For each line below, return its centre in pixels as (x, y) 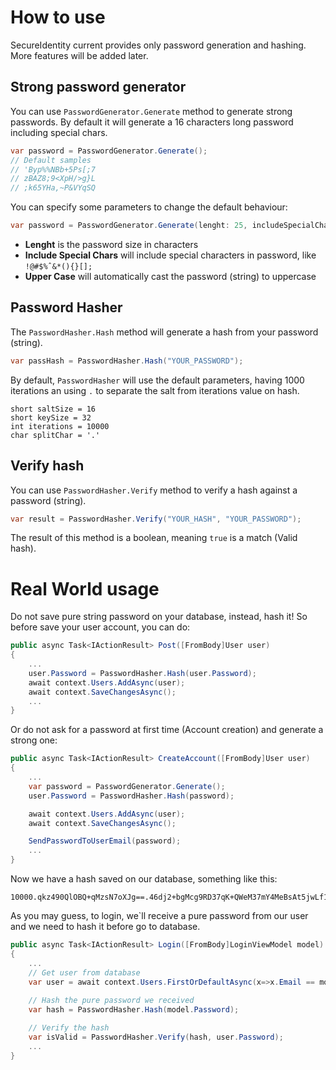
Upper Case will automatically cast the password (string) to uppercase (170, 276)
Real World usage (85, 588)
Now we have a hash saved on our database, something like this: (144, 879)
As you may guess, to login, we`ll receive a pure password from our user (159, 916)
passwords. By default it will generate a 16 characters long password (152, 122)
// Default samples (51, 160)
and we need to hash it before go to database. (105, 927)
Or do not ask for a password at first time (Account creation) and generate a (167, 730)
